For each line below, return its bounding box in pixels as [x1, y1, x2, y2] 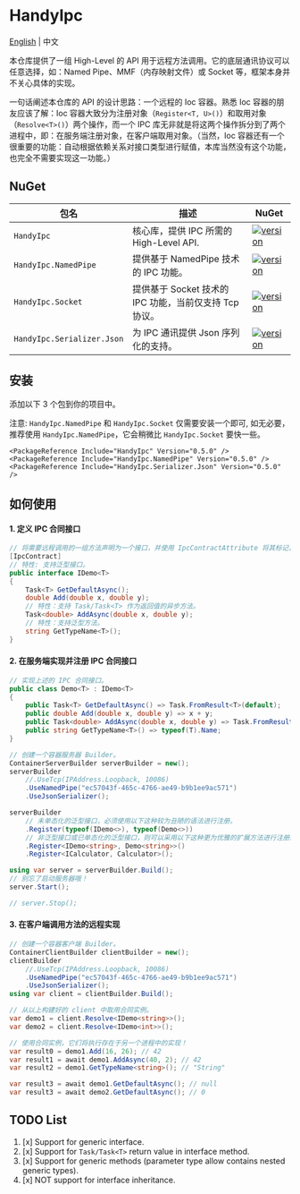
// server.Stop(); [9, 899, 78, 908]
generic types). [21, 1164, 79, 1175]
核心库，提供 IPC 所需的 [132, 225, 233, 237]
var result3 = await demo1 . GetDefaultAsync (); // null [9, 1079, 218, 1088]
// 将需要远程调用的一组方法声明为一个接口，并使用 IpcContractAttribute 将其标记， [9, 543, 296, 553]
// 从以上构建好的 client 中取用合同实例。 [9, 1006, 154, 1015]
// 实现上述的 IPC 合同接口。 [9, 676, 109, 685]
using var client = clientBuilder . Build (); [9, 990, 174, 999]
